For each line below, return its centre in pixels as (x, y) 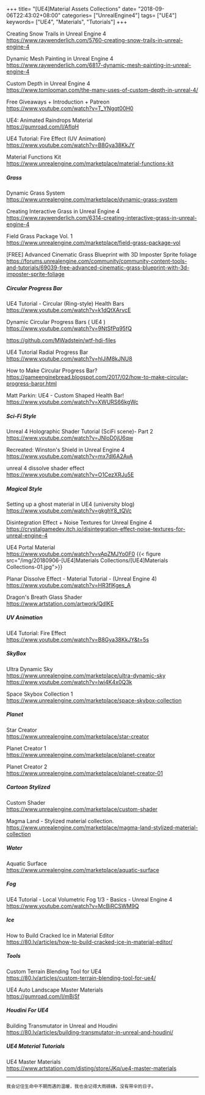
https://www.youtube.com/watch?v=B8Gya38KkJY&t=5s (78, 639)
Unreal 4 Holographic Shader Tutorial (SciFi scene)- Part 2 (80, 431)
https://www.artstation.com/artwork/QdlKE (60, 603)
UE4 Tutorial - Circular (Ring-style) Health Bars (65, 303)
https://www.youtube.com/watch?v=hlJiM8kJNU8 (69, 358)
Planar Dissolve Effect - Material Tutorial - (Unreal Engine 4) (82, 579)
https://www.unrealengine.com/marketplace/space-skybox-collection (94, 700)
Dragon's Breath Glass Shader (44, 597)
